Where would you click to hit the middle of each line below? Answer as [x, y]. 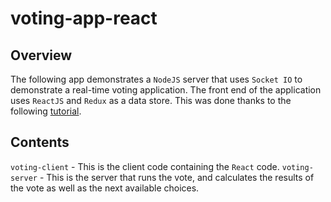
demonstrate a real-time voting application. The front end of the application [166, 90]
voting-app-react [84, 18]
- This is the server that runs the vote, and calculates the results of [177, 177]
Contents [40, 142]
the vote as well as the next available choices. [105, 188]
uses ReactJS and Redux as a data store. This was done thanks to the [151, 100]
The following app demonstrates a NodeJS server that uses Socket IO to [156, 79]
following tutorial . [46, 111]
